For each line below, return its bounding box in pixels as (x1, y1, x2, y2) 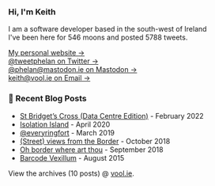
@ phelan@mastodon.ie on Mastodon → (8, 65, 138, 74)
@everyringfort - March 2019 (19, 127, 115, 137)
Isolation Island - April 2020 (19, 120, 111, 129)
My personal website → (8, 48, 85, 58)
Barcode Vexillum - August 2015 (19, 153, 125, 162)
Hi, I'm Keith (8, 6, 56, 17)
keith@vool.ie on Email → (8, 74, 91, 83)
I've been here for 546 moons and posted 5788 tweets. (8, 32, 188, 42)
